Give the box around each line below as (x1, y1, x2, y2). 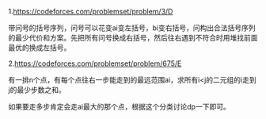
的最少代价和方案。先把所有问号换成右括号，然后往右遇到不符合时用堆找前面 (8, 33, 258, 42)
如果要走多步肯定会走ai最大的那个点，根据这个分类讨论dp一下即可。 (8, 102, 231, 111)
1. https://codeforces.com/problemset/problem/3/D (8, 7, 173, 16)
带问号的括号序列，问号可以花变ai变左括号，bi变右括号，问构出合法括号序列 (8, 23, 256, 33)
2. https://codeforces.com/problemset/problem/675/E (8, 59, 182, 68)
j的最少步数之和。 (8, 85, 66, 94)
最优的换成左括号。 (8, 43, 71, 52)
